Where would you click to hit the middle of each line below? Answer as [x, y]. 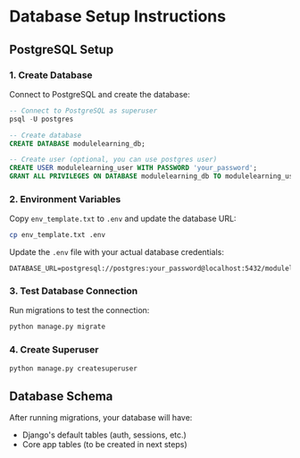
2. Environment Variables [65, 199]
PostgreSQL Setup [62, 50]
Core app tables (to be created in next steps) [104, 445]
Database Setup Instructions [117, 17]
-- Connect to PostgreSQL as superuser [83, 110]
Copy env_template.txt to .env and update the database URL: [123, 219]
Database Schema [61, 396]
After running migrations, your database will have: [101, 418]
